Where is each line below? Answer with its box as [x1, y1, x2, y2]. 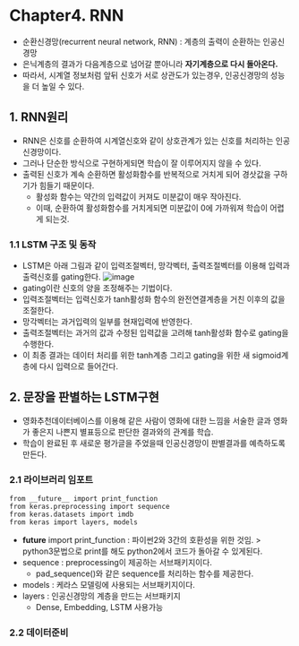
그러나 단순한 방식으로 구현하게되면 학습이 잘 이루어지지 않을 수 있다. [21, 158, 261, 168]
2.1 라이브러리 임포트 [9, 473, 94, 486]
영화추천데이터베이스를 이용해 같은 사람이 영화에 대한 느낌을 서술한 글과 [21, 415, 271, 426]
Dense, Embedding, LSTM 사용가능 [35, 602, 164, 613]
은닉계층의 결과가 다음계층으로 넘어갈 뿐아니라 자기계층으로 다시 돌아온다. [21, 58, 278, 69]
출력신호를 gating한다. [21, 271, 101, 282]
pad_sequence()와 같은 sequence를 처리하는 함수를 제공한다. [35, 568, 254, 579]
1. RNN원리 [9, 109, 69, 125]
